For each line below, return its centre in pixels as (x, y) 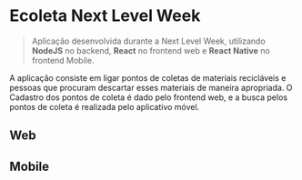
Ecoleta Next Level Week (105, 16)
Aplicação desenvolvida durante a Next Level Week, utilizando (148, 41)
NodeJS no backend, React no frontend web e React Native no (151, 50)
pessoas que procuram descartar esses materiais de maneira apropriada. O (151, 87)
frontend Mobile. (63, 60)
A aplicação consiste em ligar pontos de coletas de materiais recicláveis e (148, 77)
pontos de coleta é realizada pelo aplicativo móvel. (105, 106)
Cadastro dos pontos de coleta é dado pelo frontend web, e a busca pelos (149, 97)
